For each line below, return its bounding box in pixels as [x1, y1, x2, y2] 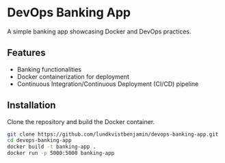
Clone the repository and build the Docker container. [7, 117, 155, 125]
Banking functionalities [16, 65, 82, 73]
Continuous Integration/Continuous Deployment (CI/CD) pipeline [16, 80, 199, 88]
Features [7, 47, 46, 59]
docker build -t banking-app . [7, 143, 96, 151]
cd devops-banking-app [7, 137, 72, 144]
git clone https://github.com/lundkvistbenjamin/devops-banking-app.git [7, 131, 219, 138]
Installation [7, 100, 56, 111]
